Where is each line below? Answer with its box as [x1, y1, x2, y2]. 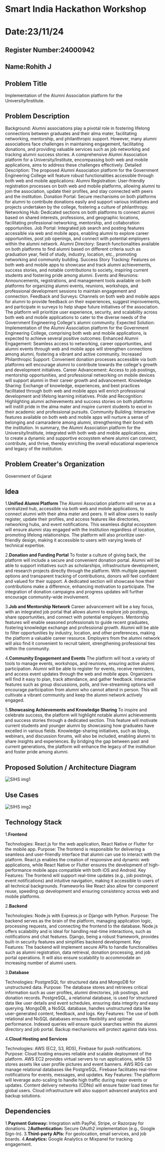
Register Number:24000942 [5, 45, 95, 54]
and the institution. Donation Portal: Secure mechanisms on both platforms [5, 193, 157, 199]
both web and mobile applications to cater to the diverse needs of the [5, 314, 146, 320]
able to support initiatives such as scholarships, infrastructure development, [5, 563, 159, 569]
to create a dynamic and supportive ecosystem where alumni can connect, [5, 435, 157, 441]
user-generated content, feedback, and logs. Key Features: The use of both [5, 1010, 159, 1017]
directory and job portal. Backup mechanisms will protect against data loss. [5, 1026, 158, 1032]
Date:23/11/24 [5, 26, 64, 38]
